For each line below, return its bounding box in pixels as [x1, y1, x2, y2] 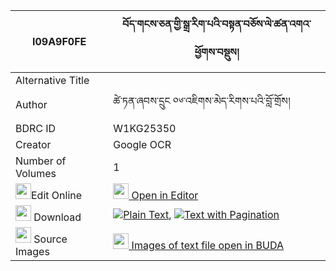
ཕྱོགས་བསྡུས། [194, 45, 240, 59]
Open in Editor [131, 189, 199, 202]
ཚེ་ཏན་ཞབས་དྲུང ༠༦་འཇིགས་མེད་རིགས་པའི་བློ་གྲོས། [113, 94, 291, 108]
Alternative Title [15, 74, 90, 87]
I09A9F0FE [31, 35, 87, 48]
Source [33, 232, 68, 246]
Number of [15, 154, 67, 168]
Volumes [15, 167, 57, 180]
